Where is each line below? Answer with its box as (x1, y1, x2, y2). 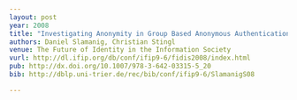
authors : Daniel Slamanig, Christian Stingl (9, 37, 176, 46)
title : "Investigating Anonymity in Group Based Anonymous (9, 29, 232, 38)
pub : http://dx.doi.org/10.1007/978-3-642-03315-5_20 (9, 62, 212, 71)
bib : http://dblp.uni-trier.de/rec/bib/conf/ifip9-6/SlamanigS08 (9, 70, 255, 79)
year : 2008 (9, 21, 49, 30)
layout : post (9, 12, 57, 22)
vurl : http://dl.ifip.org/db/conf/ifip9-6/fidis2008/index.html (9, 54, 251, 62)
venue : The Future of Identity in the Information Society (9, 46, 232, 54)
